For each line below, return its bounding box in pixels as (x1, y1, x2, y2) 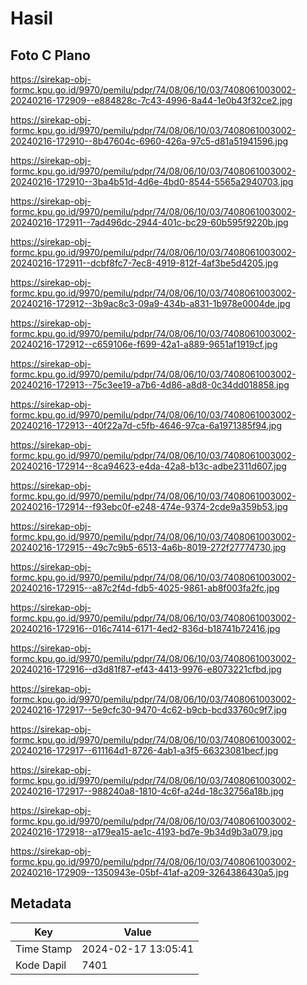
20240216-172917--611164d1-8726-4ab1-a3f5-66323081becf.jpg (10, 745, 279, 756)
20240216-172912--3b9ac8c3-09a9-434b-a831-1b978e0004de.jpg (10, 298, 291, 309)
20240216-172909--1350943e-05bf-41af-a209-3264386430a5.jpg (10, 867, 290, 878)
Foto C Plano (10, 47, 91, 64)
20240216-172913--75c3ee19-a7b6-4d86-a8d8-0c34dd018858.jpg (10, 379, 290, 391)
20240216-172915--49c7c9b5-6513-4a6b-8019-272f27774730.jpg (10, 542, 287, 553)
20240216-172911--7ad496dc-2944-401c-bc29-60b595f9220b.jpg (10, 217, 289, 228)
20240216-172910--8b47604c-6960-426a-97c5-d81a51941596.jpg (10, 135, 289, 147)
